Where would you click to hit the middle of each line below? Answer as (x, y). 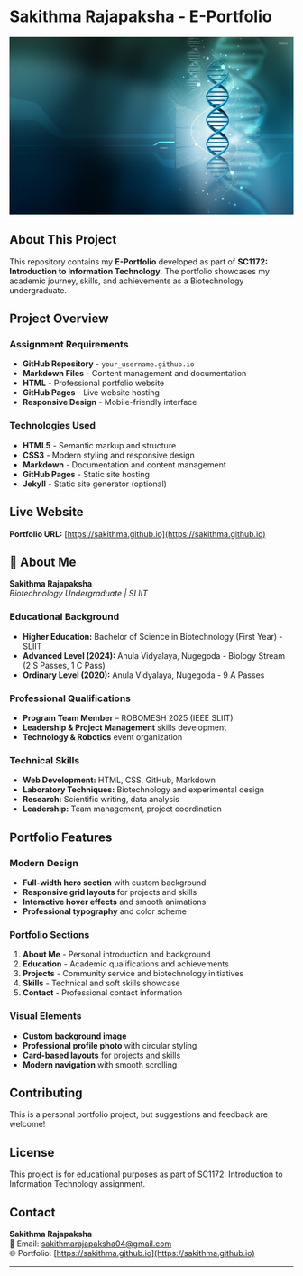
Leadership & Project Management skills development (124, 727)
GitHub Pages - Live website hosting (91, 393)
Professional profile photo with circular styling (110, 1045)
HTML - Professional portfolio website (93, 383)
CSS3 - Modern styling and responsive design (109, 455)
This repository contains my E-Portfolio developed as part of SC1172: (139, 261)
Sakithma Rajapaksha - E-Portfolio (141, 17)
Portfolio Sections (50, 934)
